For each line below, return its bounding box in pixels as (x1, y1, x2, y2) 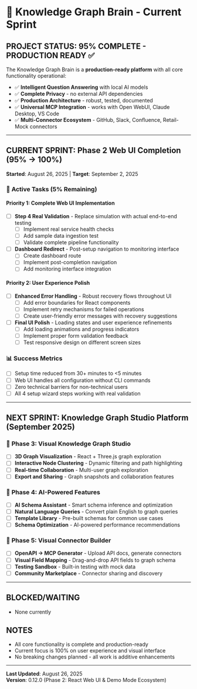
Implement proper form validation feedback (23, 332, 129, 339)
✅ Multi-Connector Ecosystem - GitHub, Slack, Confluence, (14, 117, 162, 123)
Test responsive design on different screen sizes (23, 339, 141, 346)
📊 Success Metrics (6, 354, 63, 362)
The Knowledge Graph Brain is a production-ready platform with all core (6, 66, 183, 73)
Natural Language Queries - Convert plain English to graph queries (14, 508, 178, 515)
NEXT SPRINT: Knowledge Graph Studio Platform (6, 413, 189, 423)
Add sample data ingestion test (23, 232, 98, 239)
